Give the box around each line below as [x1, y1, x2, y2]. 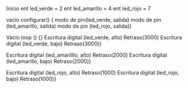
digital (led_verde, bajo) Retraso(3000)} [6, 40, 102, 47]
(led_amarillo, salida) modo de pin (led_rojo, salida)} [6, 23, 132, 29]
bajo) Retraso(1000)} [6, 76, 57, 82]
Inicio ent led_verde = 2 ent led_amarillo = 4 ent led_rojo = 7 [6, 5, 151, 12]
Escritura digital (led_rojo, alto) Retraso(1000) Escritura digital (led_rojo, [6, 69, 180, 76]
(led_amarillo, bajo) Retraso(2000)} [6, 58, 91, 65]
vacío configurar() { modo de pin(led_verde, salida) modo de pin [6, 16, 161, 23]
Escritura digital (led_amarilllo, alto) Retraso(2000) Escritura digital [6, 52, 167, 58]
